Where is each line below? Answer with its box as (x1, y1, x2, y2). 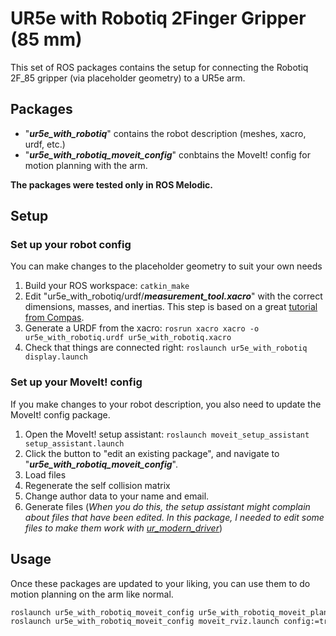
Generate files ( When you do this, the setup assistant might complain (24, 500, 311, 512)
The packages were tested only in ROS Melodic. (10, 178, 213, 191)
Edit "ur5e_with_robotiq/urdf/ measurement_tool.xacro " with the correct (24, 290, 323, 302)
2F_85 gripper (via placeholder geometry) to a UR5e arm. (10, 72, 246, 84)
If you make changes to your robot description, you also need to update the (10, 398, 322, 410)
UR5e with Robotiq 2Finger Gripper (10, 7, 307, 30)
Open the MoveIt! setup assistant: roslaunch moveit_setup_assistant (24, 428, 310, 440)
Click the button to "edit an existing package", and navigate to (24, 447, 280, 459)
